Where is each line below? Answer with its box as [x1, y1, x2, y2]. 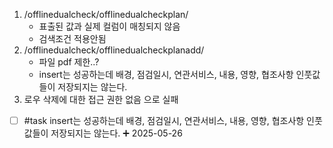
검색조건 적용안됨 [38, 33, 107, 44]
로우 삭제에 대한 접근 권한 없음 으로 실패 [23, 94, 179, 105]
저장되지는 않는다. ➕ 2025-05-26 [50, 127, 183, 139]
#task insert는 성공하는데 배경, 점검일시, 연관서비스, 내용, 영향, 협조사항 [23, 115, 305, 126]
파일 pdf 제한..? [38, 56, 100, 68]
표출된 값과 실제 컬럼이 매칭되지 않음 [38, 20, 181, 32]
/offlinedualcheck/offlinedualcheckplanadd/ [23, 44, 205, 56]
